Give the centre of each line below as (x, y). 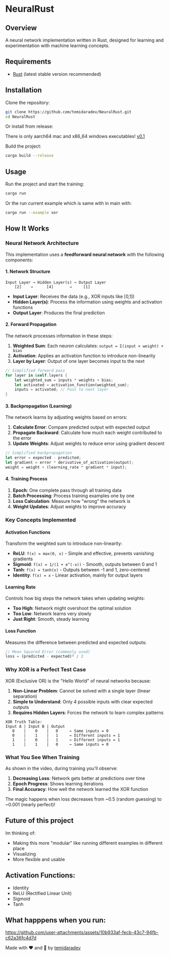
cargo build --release (29, 156)
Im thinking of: (20, 833)
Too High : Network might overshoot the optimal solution (72, 608)
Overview (21, 28)
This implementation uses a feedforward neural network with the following (85, 254)
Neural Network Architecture (42, 243)
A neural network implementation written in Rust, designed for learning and (84, 40)
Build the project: (23, 146)
